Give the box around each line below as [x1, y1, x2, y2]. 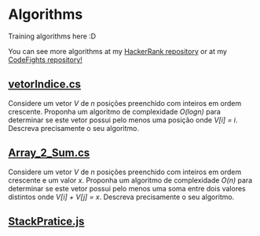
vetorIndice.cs [8, 78, 81, 91]
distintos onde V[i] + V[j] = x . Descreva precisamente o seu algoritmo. [8, 192, 235, 202]
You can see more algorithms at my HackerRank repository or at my [8, 46, 228, 56]
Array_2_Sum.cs [8, 147, 90, 160]
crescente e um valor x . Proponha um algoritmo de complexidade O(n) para [8, 175, 253, 185]
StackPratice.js [8, 214, 85, 228]
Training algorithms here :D [8, 31, 97, 41]
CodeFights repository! [8, 55, 82, 64]
